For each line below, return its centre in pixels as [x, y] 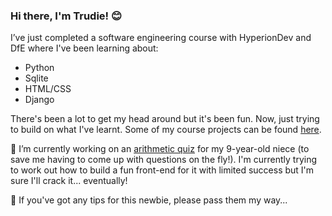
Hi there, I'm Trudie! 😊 [66, 16]
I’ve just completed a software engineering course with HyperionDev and [161, 38]
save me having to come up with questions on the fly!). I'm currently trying [164, 160]
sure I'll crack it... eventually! [69, 181]
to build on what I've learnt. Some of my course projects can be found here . [166, 130]
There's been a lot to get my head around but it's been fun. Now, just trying [165, 119]
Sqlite [36, 78]
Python [39, 68]
